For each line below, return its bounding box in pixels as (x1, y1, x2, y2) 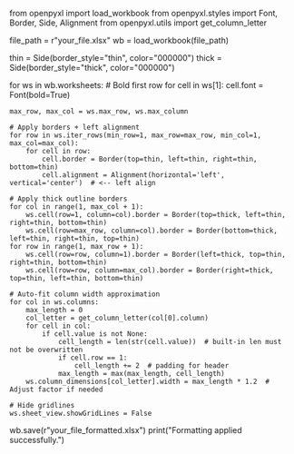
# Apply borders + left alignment (9, 123, 141, 132)
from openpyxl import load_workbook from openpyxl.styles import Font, (9, 8, 279, 18)
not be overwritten (9, 345, 83, 354)
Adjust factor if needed (9, 385, 103, 394)
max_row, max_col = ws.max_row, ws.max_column (9, 107, 189, 116)
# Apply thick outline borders (9, 194, 128, 203)
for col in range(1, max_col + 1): (9, 202, 144, 212)
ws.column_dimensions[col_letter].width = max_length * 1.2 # (25, 377, 270, 386)
